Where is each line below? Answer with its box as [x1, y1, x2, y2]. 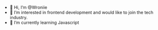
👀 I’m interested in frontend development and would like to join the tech [9, 10, 154, 15]
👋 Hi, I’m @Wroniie [9, 5, 47, 10]
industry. [9, 15, 28, 20]
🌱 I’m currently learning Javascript [9, 20, 79, 25]
